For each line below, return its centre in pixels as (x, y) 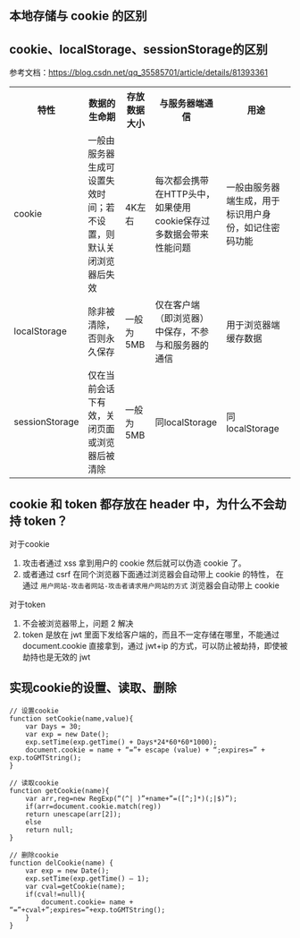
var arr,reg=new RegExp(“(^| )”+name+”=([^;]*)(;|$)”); (132, 798)
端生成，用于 (253, 201)
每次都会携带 (182, 181)
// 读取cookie (34, 783)
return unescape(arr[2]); (74, 814)
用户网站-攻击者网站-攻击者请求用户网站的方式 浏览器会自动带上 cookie (159, 585)
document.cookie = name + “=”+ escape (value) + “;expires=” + (146, 750)
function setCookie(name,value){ (71, 719)
